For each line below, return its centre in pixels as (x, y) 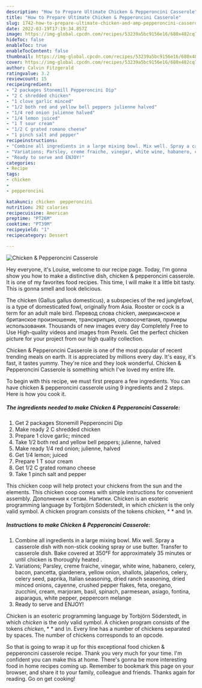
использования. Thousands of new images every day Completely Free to (97, 326)
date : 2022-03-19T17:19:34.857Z (47, 29)
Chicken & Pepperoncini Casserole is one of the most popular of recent (94, 350)
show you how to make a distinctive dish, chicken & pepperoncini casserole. (101, 276)
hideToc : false (25, 40)
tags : (13, 174)
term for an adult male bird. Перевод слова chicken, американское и (93, 313)
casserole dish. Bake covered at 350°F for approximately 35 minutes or (103, 553)
